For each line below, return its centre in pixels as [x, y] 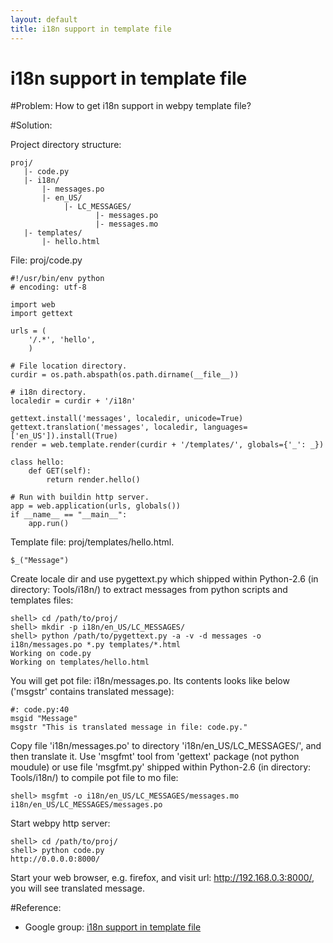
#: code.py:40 [40, 710]
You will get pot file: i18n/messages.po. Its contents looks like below [150, 681]
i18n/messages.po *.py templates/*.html [96, 645]
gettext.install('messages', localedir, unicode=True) [127, 419]
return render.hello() [93, 480]
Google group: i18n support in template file [113, 927]
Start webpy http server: [60, 823]
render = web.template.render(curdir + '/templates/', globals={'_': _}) [167, 445]
